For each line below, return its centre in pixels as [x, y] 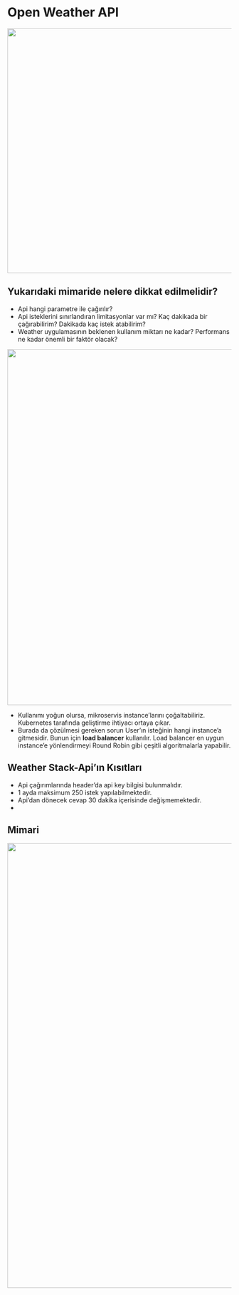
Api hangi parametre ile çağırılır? [65, 309]
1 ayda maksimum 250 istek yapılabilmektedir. [85, 792]
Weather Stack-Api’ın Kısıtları [75, 768]
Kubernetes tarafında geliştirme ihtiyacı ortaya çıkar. [94, 723]
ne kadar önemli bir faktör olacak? [68, 339]
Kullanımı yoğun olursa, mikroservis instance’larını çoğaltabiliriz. [111, 715]
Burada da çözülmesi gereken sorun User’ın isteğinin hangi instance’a [119, 730]
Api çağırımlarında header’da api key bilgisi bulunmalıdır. [100, 785]
